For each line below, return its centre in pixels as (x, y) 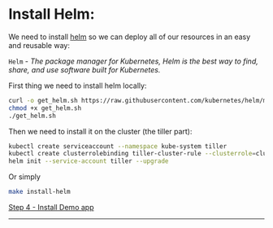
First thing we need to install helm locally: (78, 85)
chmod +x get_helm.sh (45, 108)
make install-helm (39, 192)
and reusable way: (39, 45)
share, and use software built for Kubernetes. (84, 69)
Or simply (24, 177)
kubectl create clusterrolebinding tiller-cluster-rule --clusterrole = (132, 154)
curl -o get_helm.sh (43, 100)
